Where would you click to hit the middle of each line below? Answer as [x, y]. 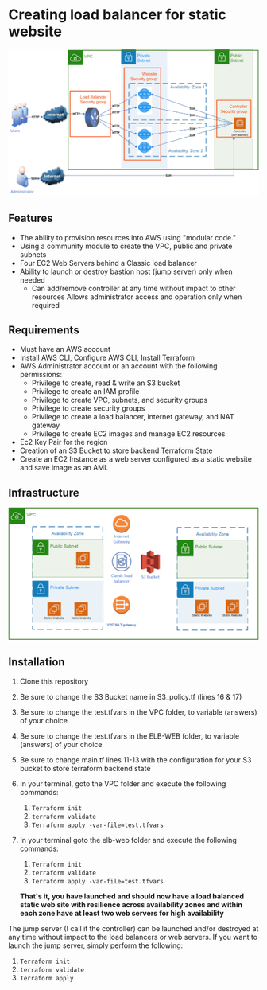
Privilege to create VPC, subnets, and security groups [120, 400]
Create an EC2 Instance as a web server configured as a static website [136, 459]
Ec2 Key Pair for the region [64, 442]
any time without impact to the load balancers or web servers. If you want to [133, 937]
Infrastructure [44, 492]
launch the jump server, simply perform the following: [96, 945]
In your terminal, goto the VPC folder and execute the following [123, 783]
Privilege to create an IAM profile [85, 392]
